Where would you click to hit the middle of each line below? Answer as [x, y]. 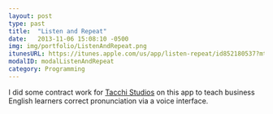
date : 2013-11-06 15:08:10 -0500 [69, 39]
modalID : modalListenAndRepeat [61, 62]
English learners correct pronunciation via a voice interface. [108, 101]
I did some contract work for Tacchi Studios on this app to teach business [132, 92]
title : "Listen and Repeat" [58, 31]
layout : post [30, 16]
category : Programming [47, 69]
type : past [27, 24]
